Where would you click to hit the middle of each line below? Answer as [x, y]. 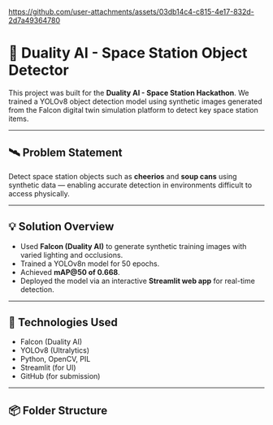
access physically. [39, 193]
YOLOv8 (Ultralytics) [55, 350]
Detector [39, 70]
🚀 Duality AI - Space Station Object [128, 53]
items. [19, 118]
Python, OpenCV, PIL [55, 359]
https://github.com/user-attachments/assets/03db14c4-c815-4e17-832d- [131, 12]
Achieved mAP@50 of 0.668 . [70, 272]
